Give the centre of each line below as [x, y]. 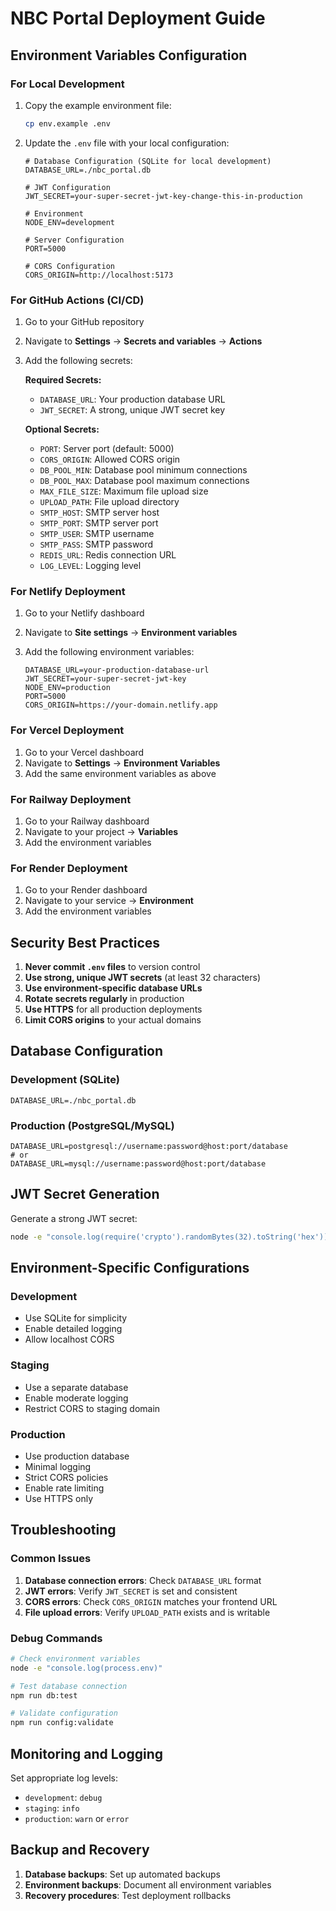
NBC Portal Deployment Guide [138, 18]
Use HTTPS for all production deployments [113, 1009]
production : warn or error [77, 1819]
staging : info [52, 1808]
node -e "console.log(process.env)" [86, 1668]
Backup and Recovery [80, 1850]
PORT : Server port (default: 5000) [107, 449]
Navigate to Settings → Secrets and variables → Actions [143, 341]
